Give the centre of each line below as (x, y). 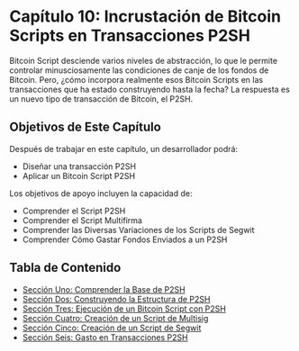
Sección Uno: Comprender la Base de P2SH (104, 289)
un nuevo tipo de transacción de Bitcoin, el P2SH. (101, 99)
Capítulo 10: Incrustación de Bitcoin (145, 17)
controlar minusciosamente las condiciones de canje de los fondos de (139, 70)
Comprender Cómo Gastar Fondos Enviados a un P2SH (125, 239)
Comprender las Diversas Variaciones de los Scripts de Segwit (138, 229)
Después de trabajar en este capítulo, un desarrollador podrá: (124, 148)
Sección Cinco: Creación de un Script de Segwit (112, 328)
